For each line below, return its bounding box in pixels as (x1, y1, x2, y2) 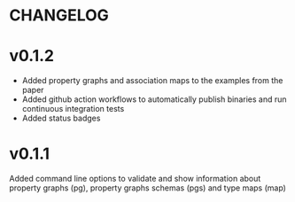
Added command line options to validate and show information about (9, 174, 261, 184)
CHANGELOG (9, 5, 109, 26)
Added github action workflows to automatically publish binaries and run (21, 94, 287, 105)
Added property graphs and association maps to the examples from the (21, 75, 283, 86)
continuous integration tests (21, 104, 125, 114)
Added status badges (21, 113, 101, 124)
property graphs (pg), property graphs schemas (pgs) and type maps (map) (9, 183, 286, 193)
